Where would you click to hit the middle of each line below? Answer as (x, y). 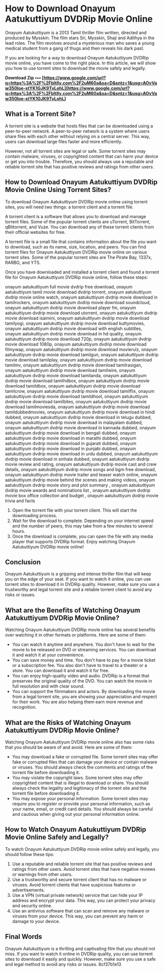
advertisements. (28, 890)
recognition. (24, 707)
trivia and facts (20, 500)
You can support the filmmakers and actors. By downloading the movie (84, 692)
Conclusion (23, 562)
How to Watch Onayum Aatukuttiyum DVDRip (76, 830)
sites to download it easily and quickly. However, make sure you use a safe (80, 959)
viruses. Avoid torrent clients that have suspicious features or (74, 885)
